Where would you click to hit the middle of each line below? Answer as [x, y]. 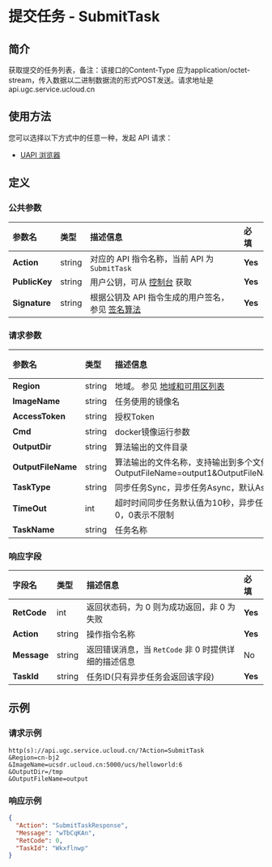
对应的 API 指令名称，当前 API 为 [152, 258]
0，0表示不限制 [144, 515]
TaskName [34, 529]
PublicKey [32, 282]
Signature [32, 303]
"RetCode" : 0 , [39, 840]
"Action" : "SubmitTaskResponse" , [72, 825]
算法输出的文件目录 [151, 447]
